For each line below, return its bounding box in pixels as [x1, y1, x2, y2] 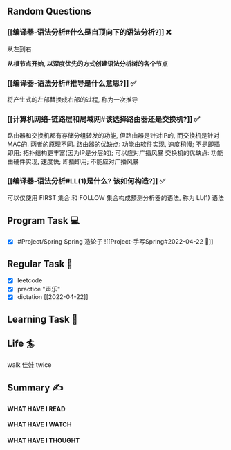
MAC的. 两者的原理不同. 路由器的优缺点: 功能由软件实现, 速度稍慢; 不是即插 [7, 140, 221, 148]
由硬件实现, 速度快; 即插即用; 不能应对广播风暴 [7, 157, 140, 165]
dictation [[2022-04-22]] [17, 293, 89, 301]
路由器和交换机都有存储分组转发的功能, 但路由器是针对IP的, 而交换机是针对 [7, 132, 220, 140]
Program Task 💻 [7, 215, 80, 226]
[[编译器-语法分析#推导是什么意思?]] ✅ [7, 78, 137, 88]
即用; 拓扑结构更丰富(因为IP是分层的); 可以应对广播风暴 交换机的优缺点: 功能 [7, 149, 223, 157]
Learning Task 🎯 [7, 313, 78, 325]
